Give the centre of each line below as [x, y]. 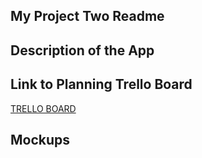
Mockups [40, 139]
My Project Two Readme [87, 16]
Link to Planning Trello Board [101, 84]
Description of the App [82, 50]
